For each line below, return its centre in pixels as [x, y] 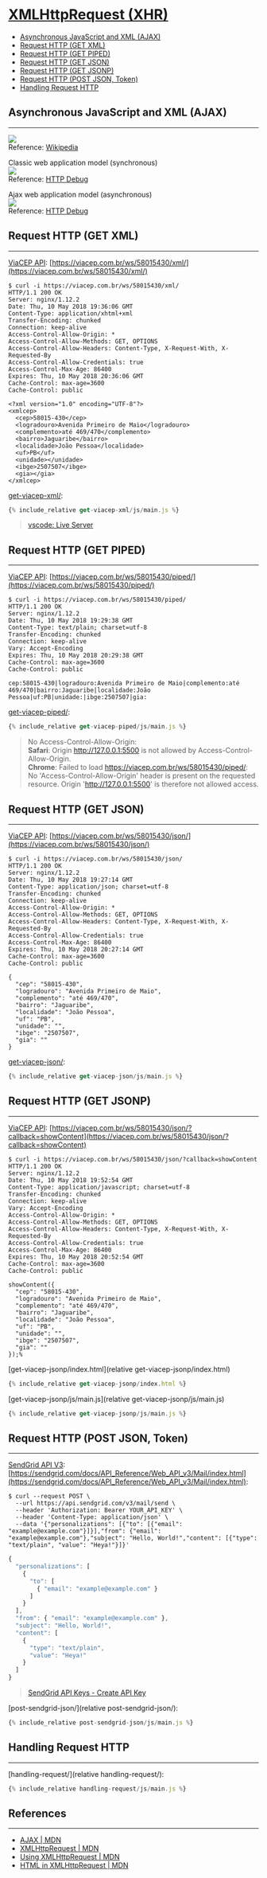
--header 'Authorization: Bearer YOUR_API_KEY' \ [99, 1510]
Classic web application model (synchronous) [83, 162]
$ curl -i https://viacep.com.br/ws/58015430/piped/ [97, 600]
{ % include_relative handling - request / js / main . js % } [97, 1789]
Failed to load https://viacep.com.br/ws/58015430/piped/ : [153, 767]
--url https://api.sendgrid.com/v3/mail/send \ [96, 1503]
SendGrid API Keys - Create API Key [87, 1693]
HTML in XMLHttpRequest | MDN [74, 1865]
